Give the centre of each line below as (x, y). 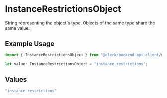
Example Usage (30, 44)
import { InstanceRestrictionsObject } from (52, 55)
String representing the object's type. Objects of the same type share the (80, 23)
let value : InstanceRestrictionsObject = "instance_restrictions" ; (77, 64)
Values (16, 79)
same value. (18, 28)
